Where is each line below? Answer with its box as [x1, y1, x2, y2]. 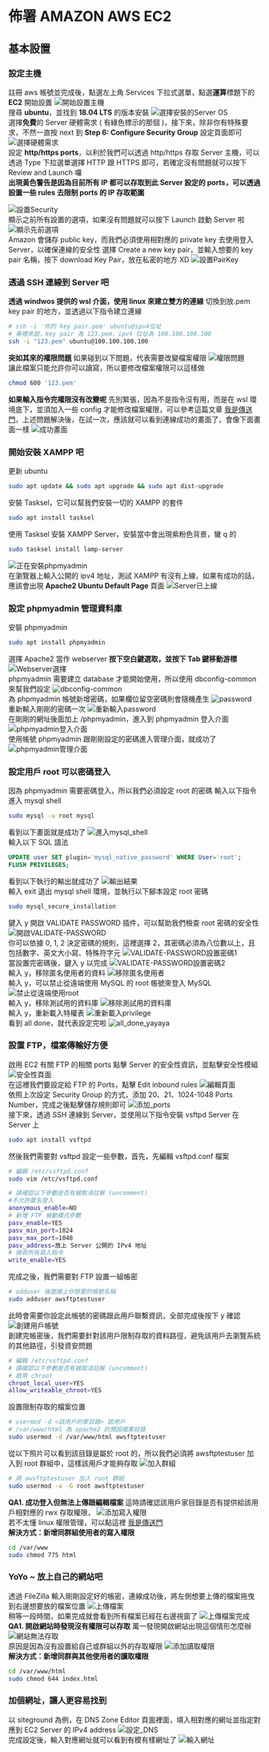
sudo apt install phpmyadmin [8, 638, 106, 646]
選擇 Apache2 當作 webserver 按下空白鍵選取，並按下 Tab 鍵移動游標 [8, 654, 238, 664]
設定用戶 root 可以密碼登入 [8, 766, 110, 777]
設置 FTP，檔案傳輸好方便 [8, 1039, 108, 1051]
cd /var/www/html [8, 1667, 66, 1675]
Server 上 [8, 1120, 40, 1129]
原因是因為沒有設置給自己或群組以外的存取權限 [8, 1641, 163, 1651]
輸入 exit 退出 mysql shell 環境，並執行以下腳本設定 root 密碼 [8, 886, 209, 896]
